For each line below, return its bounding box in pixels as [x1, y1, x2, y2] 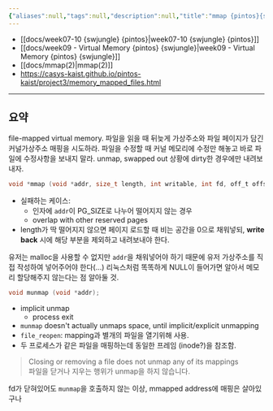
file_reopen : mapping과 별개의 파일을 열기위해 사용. [19, 331, 189, 340]
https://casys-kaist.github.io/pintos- [19, 68, 141, 78]
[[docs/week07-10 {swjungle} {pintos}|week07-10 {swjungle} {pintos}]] [19, 34, 260, 44]
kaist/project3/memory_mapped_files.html [19, 77, 162, 87]
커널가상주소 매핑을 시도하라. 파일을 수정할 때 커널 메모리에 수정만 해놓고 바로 [8, 144, 253, 154]
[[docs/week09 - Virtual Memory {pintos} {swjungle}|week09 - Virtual [19, 42, 256, 53]
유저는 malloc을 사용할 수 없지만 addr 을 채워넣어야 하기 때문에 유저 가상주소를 [8, 253, 255, 262]
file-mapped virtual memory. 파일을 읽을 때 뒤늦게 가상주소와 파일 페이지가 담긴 [8, 133, 264, 143]
